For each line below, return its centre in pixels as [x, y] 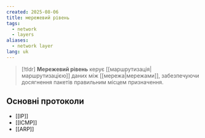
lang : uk [17, 52]
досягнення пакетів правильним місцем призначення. [92, 82]
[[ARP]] [24, 129]
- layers [23, 35]
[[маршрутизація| [129, 69]
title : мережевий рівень [38, 18]
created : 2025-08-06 [33, 12]
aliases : [17, 40]
